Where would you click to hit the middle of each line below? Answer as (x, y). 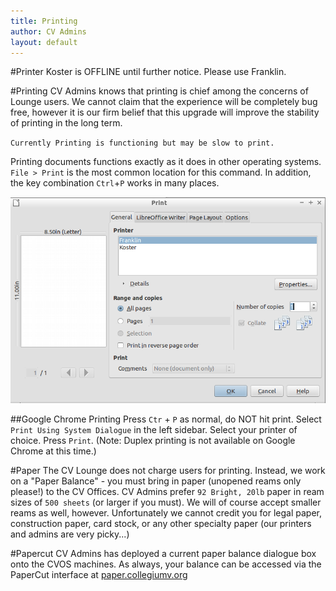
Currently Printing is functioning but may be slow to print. (142, 143)
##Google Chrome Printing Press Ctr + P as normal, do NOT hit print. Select (166, 419)
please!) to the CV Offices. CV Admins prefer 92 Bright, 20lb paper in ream (167, 491)
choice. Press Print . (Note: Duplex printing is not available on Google (153, 440)
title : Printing (44, 21)
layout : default (44, 42)
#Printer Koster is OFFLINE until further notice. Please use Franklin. (148, 72)
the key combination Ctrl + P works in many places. (115, 183)
